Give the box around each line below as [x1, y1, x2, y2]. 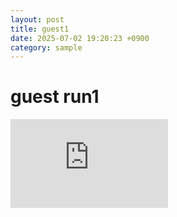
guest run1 [10, 86, 100, 108]
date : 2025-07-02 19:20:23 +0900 [10, 33, 150, 43]
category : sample [10, 42, 83, 53]
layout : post [10, 14, 65, 25]
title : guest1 [10, 24, 70, 34]
